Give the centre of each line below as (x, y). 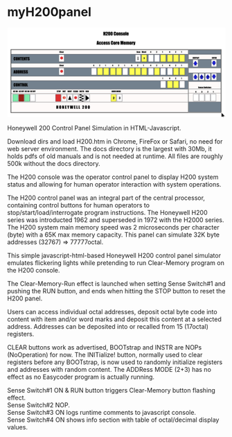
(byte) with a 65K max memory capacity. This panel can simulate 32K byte (114, 234)
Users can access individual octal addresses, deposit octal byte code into (112, 311)
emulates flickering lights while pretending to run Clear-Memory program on (116, 263)
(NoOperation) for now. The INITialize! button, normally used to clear (105, 354)
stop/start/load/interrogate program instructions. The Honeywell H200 (107, 212)
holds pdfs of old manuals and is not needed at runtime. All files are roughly (115, 156)
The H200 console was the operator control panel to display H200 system (113, 177)
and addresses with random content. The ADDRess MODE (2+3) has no (109, 369)
